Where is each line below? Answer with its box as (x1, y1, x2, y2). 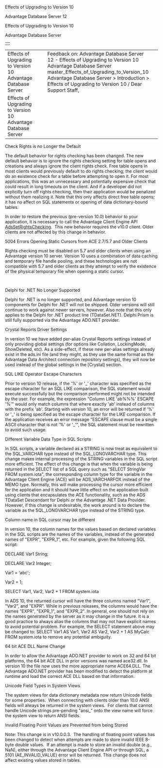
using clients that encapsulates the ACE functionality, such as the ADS (5, 492, 146, 498)
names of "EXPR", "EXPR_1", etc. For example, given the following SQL (5, 536, 146, 542)
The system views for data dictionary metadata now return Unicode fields (5, 692, 152, 698)
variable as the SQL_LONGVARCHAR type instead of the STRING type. (5, 507, 146, 513)
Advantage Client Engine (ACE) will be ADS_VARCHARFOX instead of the (5, 477, 150, 482)
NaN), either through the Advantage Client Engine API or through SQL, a (5, 747, 149, 752)
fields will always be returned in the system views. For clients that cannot (5, 703, 153, 708)
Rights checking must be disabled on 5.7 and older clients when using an (5, 248, 151, 253)
